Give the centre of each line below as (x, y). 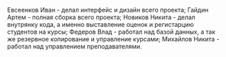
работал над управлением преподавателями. (75, 46)
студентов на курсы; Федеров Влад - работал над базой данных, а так (111, 32)
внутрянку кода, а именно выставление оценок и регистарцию (101, 24)
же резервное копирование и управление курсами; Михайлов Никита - (113, 39)
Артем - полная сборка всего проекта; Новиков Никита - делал (101, 17)
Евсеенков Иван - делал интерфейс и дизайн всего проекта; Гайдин (108, 10)
